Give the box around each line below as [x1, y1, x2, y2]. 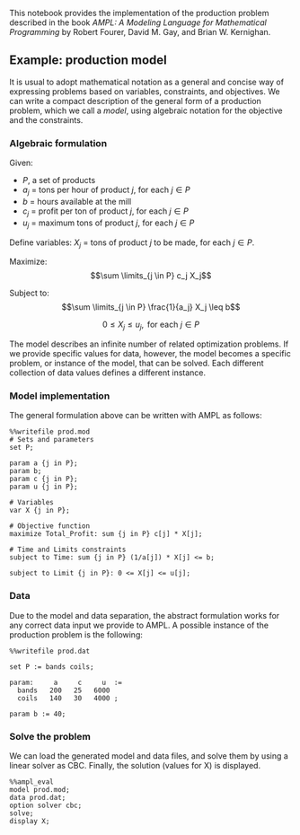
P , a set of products [22, 175, 96, 186]
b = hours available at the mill [22, 196, 132, 207]
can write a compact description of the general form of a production [9, 95, 262, 106]
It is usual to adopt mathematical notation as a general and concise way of [9, 76, 285, 87]
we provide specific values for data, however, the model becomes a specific [9, 348, 292, 359]
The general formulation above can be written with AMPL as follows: [9, 410, 262, 421]
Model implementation [9, 390, 110, 402]
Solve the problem [9, 730, 92, 743]
